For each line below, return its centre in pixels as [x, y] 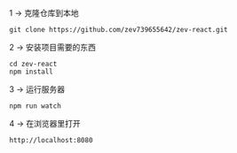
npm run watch [36, 106]
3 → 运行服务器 [37, 89]
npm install [31, 72]
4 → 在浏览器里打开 [45, 123]
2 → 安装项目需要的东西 [52, 47]
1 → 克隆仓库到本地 [44, 13]
